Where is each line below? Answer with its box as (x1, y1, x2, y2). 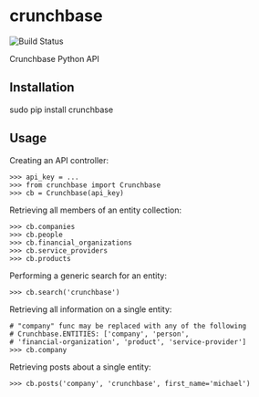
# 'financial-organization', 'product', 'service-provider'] (9, 337, 247, 347)
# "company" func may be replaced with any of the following (9, 321, 247, 330)
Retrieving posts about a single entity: (9, 361, 152, 372)
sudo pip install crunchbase (9, 104, 114, 115)
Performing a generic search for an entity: (9, 270, 167, 281)
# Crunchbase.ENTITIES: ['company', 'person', (9, 329, 190, 339)
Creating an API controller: (9, 154, 109, 165)
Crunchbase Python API (9, 53, 100, 64)
